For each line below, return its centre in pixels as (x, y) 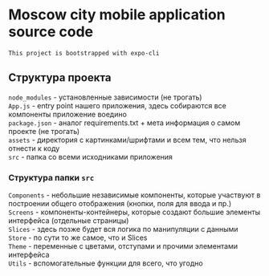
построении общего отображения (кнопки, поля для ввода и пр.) (120, 204)
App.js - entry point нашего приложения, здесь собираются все (117, 105)
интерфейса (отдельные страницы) (69, 221)
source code (51, 32)
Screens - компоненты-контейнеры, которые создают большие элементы (134, 212)
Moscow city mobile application (117, 15)
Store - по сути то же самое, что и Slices (78, 237)
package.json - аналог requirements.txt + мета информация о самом (124, 123)
